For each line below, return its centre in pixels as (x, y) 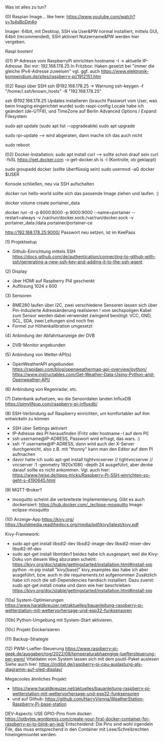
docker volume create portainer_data (42, 203)
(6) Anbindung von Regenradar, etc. (41, 389)
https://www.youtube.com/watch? (101, 16)
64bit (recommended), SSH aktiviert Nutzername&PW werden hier (72, 37)
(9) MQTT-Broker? (24, 490)
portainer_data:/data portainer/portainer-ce (49, 223)
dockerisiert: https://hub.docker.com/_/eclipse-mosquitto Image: (78, 505)
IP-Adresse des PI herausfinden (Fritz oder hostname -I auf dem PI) (80, 433)
